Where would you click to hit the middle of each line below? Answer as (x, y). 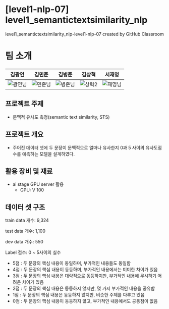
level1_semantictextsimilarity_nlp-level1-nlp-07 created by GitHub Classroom (84, 34)
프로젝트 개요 (24, 135)
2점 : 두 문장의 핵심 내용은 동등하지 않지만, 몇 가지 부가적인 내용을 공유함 (84, 288)
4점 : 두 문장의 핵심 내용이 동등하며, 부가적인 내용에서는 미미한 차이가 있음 (85, 270)
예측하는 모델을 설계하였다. (48, 154)
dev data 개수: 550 (24, 242)
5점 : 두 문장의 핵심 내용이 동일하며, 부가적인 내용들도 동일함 (72, 263)
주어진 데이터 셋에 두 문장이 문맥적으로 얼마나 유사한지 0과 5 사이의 (78, 147)
